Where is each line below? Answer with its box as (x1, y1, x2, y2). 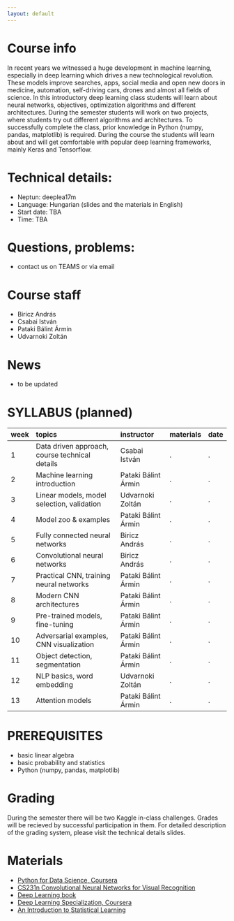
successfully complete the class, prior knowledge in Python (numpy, (7, 123, 203, 131)
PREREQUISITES (7, 728, 103, 744)
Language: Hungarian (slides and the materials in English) (17, 200, 183, 208)
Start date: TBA (17, 208, 62, 216)
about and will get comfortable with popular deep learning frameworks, (7, 138, 212, 146)
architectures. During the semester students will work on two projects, (7, 108, 209, 116)
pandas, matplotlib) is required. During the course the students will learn (7, 130, 214, 138)
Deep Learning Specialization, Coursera (17, 899, 132, 907)
